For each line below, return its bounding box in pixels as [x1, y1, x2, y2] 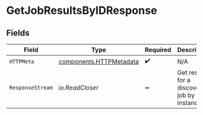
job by [177, 91, 195, 99]
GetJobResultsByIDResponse [6, 4, 158, 18]
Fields [6, 28, 30, 38]
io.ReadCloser [58, 84, 99, 91]
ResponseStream [9, 84, 53, 91]
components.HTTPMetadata [58, 57, 139, 65]
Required [144, 46, 172, 54]
